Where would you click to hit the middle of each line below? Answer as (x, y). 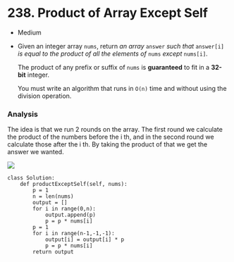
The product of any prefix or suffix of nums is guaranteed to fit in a (113, 67)
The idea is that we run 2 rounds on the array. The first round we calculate (115, 130)
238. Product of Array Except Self (107, 13)
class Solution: (31, 178)
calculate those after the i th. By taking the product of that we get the (107, 144)
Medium (30, 32)
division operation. (44, 96)
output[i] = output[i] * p (85, 240)
